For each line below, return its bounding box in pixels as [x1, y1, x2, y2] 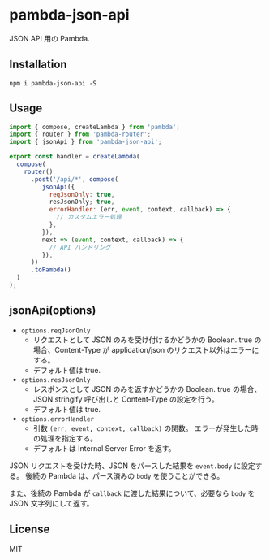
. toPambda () [30, 266, 71, 274]
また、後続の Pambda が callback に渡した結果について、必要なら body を [9, 488, 255, 497]
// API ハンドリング [49, 243, 112, 251]
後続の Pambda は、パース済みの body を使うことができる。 [24, 471, 225, 480]
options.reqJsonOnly [20, 327, 91, 335]
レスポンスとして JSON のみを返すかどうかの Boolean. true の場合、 [32, 384, 262, 393]
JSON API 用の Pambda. [9, 33, 90, 43]
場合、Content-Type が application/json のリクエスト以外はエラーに [32, 345, 259, 354]
